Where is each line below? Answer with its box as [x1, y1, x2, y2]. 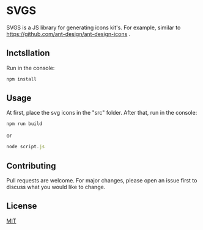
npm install [6, 76, 37, 82]
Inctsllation [6, 48, 50, 59]
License [6, 201, 37, 211]
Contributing [6, 160, 56, 171]
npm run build [6, 121, 43, 127]
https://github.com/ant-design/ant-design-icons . [6, 30, 131, 37]
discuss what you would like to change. [6, 184, 106, 190]
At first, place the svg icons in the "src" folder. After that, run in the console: [6, 109, 197, 117]
